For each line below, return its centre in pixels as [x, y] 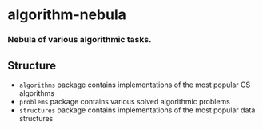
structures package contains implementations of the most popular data [137, 110]
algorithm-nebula [67, 15]
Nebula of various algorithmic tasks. [80, 40]
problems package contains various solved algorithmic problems [125, 101]
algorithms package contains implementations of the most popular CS [135, 85]
